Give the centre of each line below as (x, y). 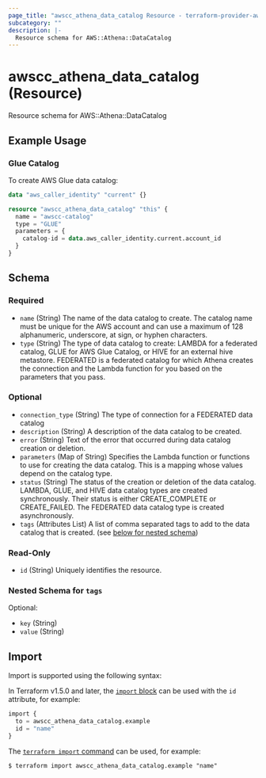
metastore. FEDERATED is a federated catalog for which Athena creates (136, 360)
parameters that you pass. (62, 376)
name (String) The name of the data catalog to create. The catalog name (136, 318)
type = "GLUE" (38, 224)
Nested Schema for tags (55, 591)
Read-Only (30, 553)
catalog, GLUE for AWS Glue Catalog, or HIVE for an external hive (126, 351)
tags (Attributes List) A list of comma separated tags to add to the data (135, 524)
